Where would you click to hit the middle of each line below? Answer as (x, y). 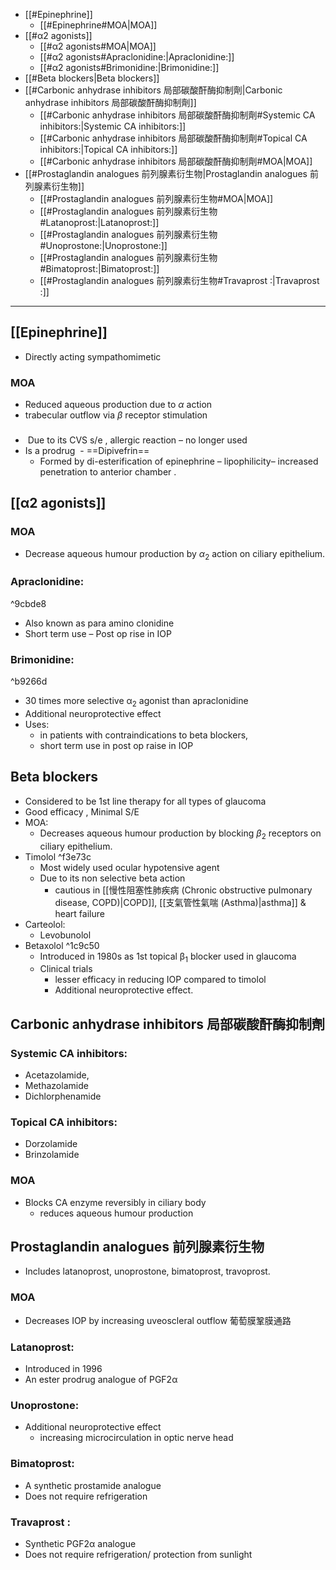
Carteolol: (45, 924)
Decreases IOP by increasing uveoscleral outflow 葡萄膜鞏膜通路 (158, 1320)
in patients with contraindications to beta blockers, (144, 735)
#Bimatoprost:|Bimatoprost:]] (99, 268)
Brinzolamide (52, 1155)
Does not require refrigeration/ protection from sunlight (138, 1554)
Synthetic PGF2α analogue (80, 1543)
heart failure (79, 913)
